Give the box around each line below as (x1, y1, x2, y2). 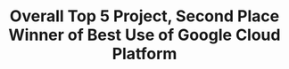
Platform (111, 44, 178, 64)
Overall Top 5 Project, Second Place (9, 6, 280, 27)
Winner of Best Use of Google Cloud (8, 25, 281, 45)
